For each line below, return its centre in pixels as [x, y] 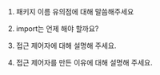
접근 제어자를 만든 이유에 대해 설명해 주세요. [84, 63]
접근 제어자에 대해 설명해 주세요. [66, 45]
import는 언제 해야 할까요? [57, 29]
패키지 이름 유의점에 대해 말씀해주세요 [75, 12]
